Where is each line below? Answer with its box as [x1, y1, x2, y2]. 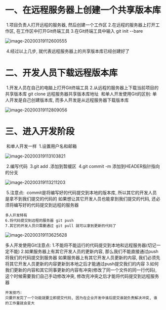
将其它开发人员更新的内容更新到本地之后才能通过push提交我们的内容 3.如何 [5, 260, 159, 266]
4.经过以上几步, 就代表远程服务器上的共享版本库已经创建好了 [6, 48, 130, 54]
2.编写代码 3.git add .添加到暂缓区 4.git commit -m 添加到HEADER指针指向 [6, 163, 160, 169]
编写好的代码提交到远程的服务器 [13, 202, 79, 208]
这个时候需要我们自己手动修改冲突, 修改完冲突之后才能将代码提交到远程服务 [5, 273, 159, 279]
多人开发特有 [5, 212, 28, 218]
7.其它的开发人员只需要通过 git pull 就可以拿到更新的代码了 [5, 223, 117, 228]
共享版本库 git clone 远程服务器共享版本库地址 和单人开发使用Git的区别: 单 [5, 91, 157, 97]
